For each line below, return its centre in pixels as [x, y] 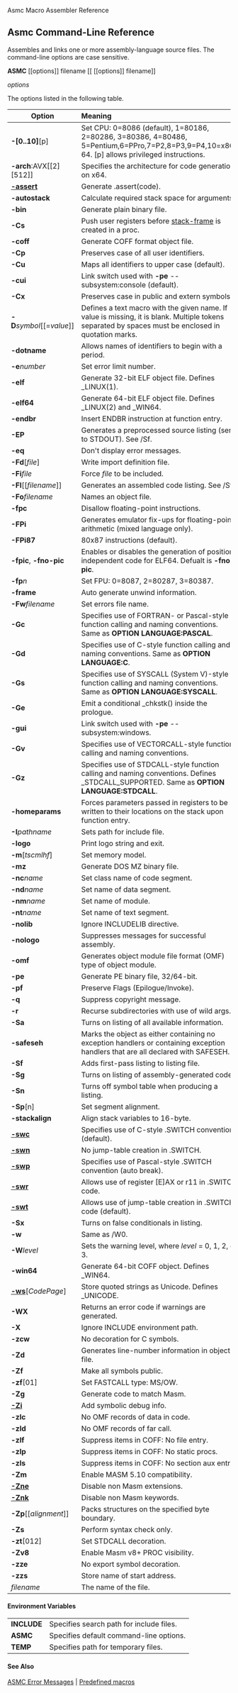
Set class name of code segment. [137, 877]
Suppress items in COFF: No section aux [148, 1462]
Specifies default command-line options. [118, 1636]
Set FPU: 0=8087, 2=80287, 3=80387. [147, 581]
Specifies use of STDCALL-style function [150, 764]
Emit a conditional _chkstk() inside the [144, 703]
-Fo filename [32, 496]
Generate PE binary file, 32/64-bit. [139, 976]
